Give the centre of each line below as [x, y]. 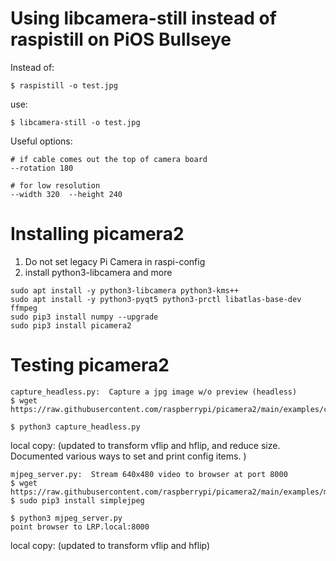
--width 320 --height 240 [66, 194]
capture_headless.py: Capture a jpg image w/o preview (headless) [154, 392]
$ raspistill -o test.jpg [64, 85]
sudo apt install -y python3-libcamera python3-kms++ [125, 290]
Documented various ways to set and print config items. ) [128, 456]
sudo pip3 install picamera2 [71, 325]
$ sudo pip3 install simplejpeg [77, 500]
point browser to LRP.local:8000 [80, 527]
